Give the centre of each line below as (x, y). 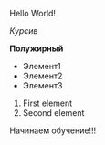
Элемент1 (42, 66)
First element (47, 103)
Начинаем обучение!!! (53, 130)
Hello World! (33, 13)
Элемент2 (42, 76)
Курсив (24, 31)
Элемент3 (42, 85)
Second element (53, 113)
